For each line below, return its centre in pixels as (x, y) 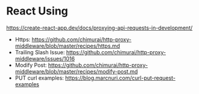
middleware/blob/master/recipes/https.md (68, 46)
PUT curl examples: (39, 78)
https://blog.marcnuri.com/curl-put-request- (121, 78)
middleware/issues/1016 (45, 58)
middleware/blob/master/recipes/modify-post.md (76, 71)
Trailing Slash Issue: (40, 52)
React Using (37, 11)
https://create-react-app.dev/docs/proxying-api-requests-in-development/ (99, 28)
